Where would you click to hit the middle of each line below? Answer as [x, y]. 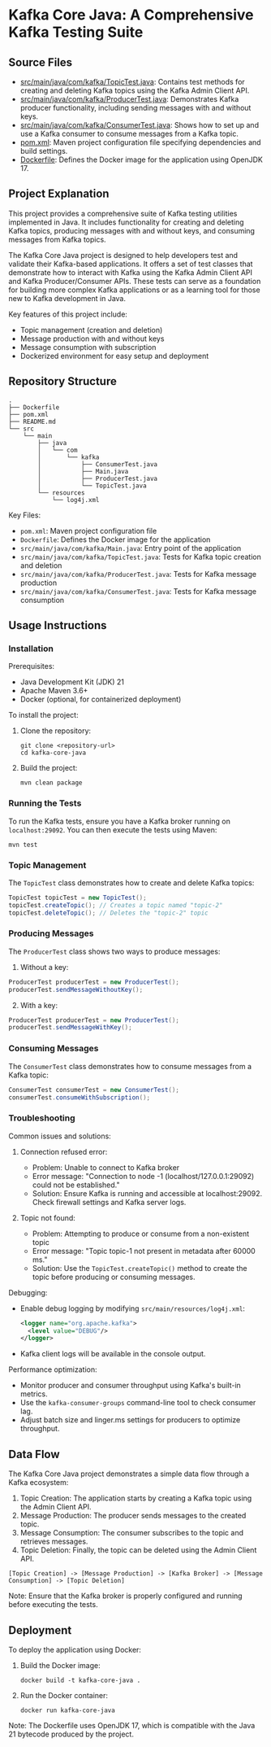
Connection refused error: [64, 1151]
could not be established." [76, 1185]
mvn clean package [51, 783]
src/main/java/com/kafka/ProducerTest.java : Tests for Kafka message [138, 574]
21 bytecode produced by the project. [71, 1734]
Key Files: [25, 515]
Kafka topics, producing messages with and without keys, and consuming [132, 230]
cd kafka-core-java [53, 753]
